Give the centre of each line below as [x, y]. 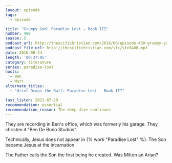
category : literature [28, 62]
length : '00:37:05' [26, 57]
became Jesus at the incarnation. [40, 145]
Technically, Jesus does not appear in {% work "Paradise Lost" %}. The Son [86, 139]
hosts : [12, 72]
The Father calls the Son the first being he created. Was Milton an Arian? [82, 155]
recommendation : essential [34, 105]
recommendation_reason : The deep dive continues [58, 110]
